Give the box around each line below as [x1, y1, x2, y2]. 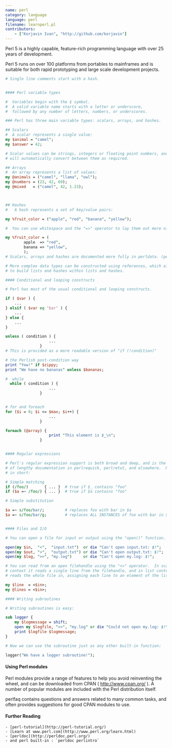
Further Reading [5, 713, 41, 719]
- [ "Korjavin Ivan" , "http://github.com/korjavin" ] [14, 31, 127, 36]
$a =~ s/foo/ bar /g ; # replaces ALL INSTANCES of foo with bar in [5, 512, 164, 517]
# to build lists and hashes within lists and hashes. [5, 268, 125, 273]
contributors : [5, 27, 36, 32]
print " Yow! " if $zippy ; [5, 362, 58, 367]
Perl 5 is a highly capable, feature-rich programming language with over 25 [5, 46, 164, 51]
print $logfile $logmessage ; [14, 629, 77, 634]
